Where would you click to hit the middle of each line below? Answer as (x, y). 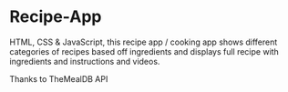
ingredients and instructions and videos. (85, 61)
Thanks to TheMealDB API (59, 78)
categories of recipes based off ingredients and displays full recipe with (144, 51)
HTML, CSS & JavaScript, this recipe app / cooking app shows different (144, 42)
